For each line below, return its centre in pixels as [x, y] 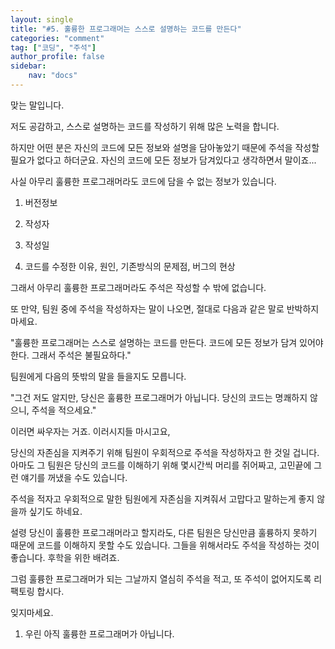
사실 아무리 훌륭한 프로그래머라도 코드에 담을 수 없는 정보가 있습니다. [143, 181]
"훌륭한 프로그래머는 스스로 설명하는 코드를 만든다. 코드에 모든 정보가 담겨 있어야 [167, 342]
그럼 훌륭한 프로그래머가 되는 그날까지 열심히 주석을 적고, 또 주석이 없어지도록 [161, 578]
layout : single [42, 19]
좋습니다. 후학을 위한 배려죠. [65, 557]
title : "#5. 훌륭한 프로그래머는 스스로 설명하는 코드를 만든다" [126, 29]
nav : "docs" [53, 76]
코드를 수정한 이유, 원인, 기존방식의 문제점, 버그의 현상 [130, 266]
